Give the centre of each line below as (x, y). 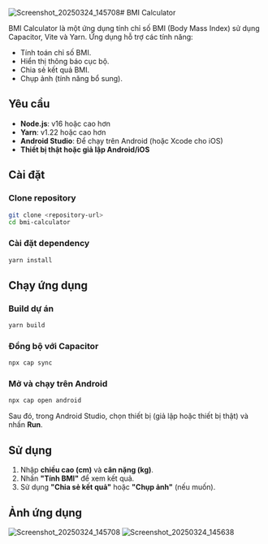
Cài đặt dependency (49, 244)
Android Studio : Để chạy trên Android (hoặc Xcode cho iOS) (121, 140)
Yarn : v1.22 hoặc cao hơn (63, 132)
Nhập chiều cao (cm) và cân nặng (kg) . (87, 470)
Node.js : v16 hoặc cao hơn (65, 123)
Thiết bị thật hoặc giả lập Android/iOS (85, 149)
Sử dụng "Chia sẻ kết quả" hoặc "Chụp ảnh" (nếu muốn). (118, 487)
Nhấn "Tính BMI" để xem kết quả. (77, 478)
